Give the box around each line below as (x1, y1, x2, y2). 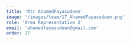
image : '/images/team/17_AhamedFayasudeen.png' (6, 14, 126, 20)
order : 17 (6, 30, 31, 36)
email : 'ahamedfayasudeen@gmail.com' (6, 25, 99, 31)
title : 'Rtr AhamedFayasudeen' (6, 8, 83, 15)
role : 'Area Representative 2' (6, 19, 83, 25)
